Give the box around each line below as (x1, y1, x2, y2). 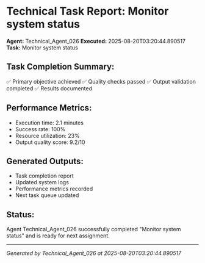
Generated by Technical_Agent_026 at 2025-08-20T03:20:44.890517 (6, 250, 182, 257)
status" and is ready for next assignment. (6, 232, 110, 239)
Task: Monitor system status (6, 44, 78, 51)
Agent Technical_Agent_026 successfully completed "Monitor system (6, 226, 181, 233)
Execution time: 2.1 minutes (15, 119, 84, 126)
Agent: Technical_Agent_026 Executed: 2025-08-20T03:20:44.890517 (6, 37, 186, 45)
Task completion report (15, 172, 74, 179)
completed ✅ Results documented (6, 84, 93, 92)
